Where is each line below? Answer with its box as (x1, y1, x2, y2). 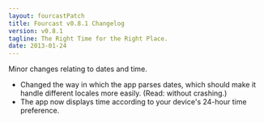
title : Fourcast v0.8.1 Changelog (8, 19, 126, 28)
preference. (19, 106, 60, 116)
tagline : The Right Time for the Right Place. (8, 34, 168, 43)
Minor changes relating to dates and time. (8, 64, 147, 74)
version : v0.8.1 (8, 27, 63, 35)
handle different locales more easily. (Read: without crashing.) (19, 88, 228, 98)
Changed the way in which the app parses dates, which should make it (19, 80, 257, 90)
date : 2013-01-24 (8, 42, 67, 50)
